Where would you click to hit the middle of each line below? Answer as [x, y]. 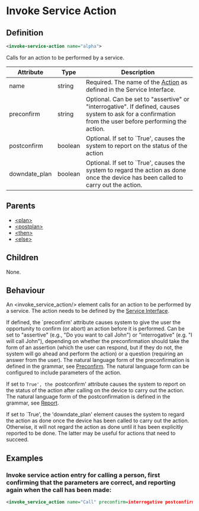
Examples [25, 458]
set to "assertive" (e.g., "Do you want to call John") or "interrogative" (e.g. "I [99, 335]
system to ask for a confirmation [131, 114]
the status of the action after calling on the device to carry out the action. [95, 390]
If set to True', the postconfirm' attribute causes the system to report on [96, 384]
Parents [21, 206]
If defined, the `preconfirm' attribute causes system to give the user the [93, 322]
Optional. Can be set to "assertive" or [137, 99]
